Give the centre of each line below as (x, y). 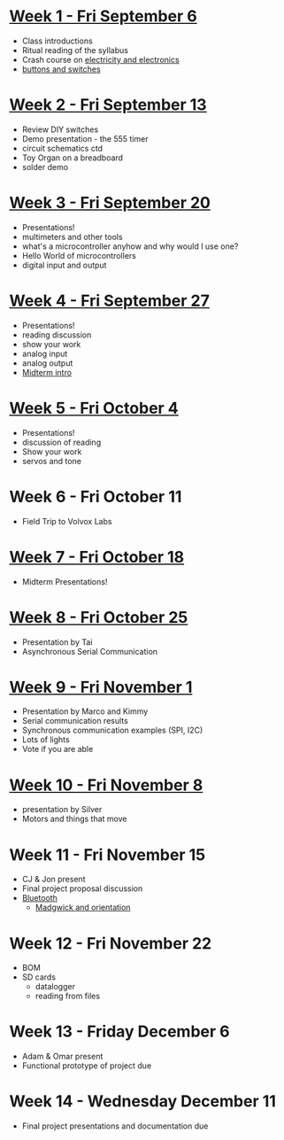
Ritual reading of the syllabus (75, 50)
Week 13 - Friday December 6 (119, 1031)
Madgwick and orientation (83, 907)
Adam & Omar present (62, 1057)
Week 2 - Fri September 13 (108, 105)
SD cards (38, 977)
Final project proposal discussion (82, 888)
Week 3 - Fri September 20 (110, 203)
